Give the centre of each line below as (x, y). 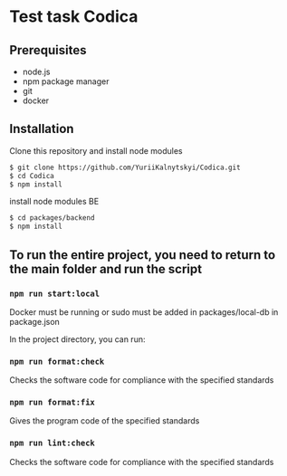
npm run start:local (55, 293)
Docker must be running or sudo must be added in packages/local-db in (144, 312)
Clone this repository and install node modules (96, 150)
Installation (42, 129)
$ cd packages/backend (52, 218)
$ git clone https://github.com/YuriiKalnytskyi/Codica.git (125, 167)
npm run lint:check (52, 443)
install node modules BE (54, 202)
